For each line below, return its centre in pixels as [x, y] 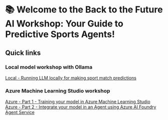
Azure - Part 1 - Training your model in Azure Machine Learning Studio [78, 102]
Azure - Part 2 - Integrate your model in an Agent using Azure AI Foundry [81, 107]
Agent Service [20, 112]
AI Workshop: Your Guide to [64, 24]
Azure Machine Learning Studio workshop [58, 90]
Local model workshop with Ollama [49, 67]
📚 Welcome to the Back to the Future [84, 10]
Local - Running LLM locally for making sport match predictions [71, 77]
